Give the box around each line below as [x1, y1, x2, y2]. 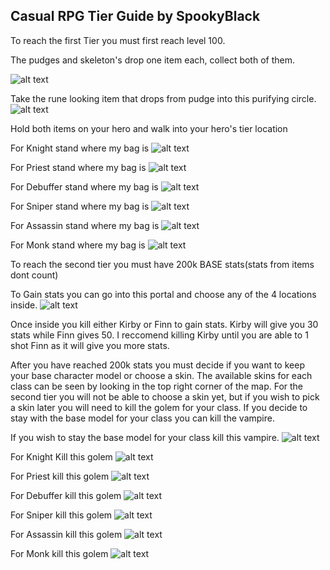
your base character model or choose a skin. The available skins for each [10, 369, 313, 381]
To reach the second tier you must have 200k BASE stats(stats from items [10, 258, 315, 270]
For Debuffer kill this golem [10, 489, 122, 501]
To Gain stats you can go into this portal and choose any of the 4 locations [10, 288, 317, 300]
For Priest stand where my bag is [10, 161, 147, 173]
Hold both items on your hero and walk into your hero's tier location [10, 122, 288, 134]
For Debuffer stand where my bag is [10, 180, 159, 193]
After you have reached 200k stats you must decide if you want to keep [10, 359, 305, 371]
